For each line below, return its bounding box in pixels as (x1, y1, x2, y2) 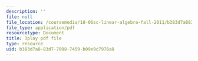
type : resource (6, 41, 44, 47)
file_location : (6, 19, 44, 25)
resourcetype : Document (6, 30, 65, 36)
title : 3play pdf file (6, 35, 62, 41)
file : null (6, 14, 33, 20)
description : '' (6, 8, 46, 15)
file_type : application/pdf (6, 24, 75, 31)
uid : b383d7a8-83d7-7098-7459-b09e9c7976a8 (6, 46, 115, 52)
